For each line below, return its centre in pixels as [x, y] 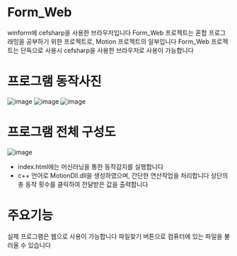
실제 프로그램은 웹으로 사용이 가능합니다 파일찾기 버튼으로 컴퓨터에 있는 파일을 [115, 236]
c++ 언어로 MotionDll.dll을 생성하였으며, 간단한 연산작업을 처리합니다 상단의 [123, 175]
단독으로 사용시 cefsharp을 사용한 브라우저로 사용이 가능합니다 [107, 50]
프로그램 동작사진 [54, 81]
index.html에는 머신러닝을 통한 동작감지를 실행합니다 [91, 166]
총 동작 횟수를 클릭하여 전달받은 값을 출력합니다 [83, 184]
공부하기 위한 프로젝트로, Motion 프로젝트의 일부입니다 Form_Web [118, 41]
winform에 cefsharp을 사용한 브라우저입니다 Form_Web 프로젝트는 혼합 [107, 32]
